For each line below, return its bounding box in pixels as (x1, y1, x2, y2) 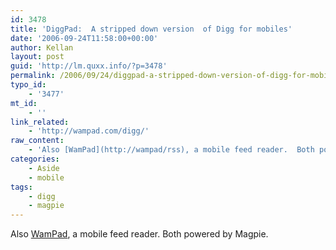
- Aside (28, 163, 60, 173)
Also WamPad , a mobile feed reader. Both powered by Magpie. (10, 228, 269, 240)
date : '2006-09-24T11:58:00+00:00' (10, 33, 159, 43)
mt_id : (10, 98, 38, 108)
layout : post (10, 52, 65, 62)
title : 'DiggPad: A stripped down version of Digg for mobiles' (10, 24, 293, 34)
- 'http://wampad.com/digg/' (28, 126, 150, 136)
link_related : (10, 117, 70, 127)
